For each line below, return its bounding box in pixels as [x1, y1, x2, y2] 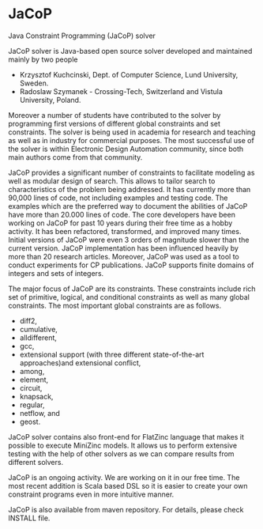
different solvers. [8, 457, 64, 467]
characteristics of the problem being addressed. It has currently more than [8, 184, 251, 194]
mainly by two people [8, 55, 78, 64]
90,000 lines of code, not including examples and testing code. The [8, 193, 228, 202]
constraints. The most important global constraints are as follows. [8, 300, 222, 310]
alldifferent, [19, 333, 58, 342]
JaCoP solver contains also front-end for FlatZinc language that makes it [8, 432, 245, 441]
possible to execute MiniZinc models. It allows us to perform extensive [8, 440, 238, 450]
